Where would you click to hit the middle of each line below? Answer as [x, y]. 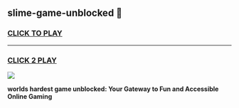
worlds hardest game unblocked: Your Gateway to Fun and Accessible [113, 89]
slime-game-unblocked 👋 [65, 13]
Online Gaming [30, 96]
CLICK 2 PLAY [32, 60]
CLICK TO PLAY [35, 33]
